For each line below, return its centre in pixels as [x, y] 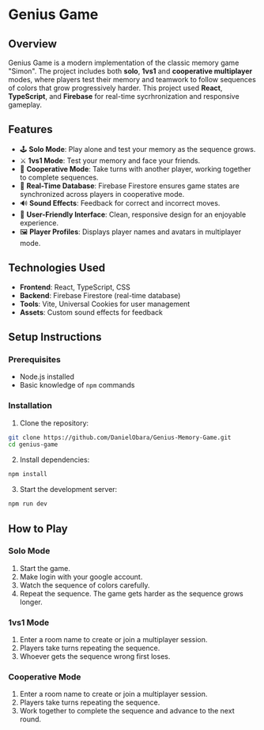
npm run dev [28, 504]
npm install [28, 475]
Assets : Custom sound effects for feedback [91, 312]
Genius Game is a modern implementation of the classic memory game [124, 62]
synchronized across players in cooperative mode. [102, 194]
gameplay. [25, 105]
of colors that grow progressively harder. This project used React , [115, 88]
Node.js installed [47, 376]
